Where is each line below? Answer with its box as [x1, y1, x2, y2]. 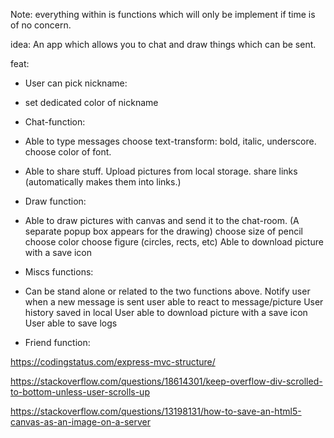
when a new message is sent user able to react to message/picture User [24, 296, 324, 308]
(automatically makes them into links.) [24, 176, 182, 188]
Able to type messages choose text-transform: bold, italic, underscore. [24, 135, 317, 147]
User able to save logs [24, 317, 118, 329]
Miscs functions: [24, 266, 94, 278]
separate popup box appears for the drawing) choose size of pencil [24, 225, 303, 237]
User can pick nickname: [24, 77, 128, 89]
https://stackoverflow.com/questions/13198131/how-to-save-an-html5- [10, 405, 302, 417]
